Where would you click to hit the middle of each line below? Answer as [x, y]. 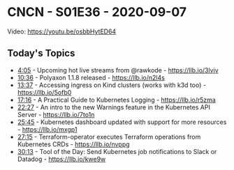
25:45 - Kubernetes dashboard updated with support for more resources [122, 122]
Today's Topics [41, 53]
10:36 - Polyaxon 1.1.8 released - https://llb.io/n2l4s [91, 77]
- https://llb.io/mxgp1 [47, 129]
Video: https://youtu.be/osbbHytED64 [62, 31]
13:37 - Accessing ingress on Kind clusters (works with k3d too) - [111, 85]
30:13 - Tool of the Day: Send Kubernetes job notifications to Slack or [117, 151]
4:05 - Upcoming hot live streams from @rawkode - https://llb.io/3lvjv [118, 70]
